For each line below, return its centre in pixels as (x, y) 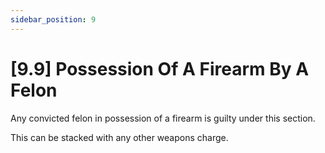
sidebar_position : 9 (53, 19)
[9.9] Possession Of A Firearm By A (160, 68)
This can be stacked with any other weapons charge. (119, 137)
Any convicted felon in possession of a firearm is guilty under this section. (163, 118)
